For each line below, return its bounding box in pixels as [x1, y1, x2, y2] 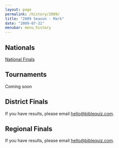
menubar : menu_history [5, 25, 51, 30]
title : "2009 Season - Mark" [5, 16, 64, 21]
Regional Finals [5, 125, 53, 133]
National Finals [5, 56, 35, 62]
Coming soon [5, 84, 32, 89]
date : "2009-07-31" [5, 21, 45, 26]
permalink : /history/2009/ [5, 12, 60, 17]
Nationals [5, 43, 35, 52]
